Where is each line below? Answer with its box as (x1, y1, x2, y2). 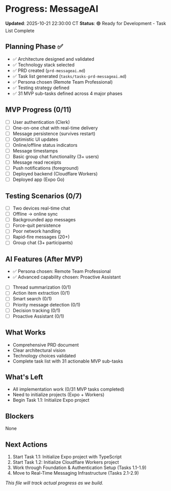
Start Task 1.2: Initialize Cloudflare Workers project (12, 459, 119, 465)
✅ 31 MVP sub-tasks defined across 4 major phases (12, 90, 123, 96)
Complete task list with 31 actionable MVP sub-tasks (12, 358, 124, 364)
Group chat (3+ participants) (12, 240, 73, 246)
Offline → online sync (12, 211, 58, 217)
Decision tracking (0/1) (12, 307, 61, 314)
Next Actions (5, 440, 47, 449)
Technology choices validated (12, 352, 76, 358)
